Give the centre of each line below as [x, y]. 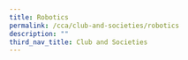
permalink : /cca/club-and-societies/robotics [94, 26]
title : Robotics [39, 17]
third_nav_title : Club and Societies [79, 42]
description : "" [39, 34]
